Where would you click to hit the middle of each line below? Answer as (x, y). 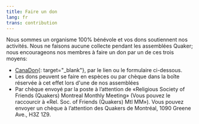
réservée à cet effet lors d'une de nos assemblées (77, 83)
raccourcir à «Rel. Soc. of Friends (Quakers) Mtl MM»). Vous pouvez (99, 102)
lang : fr (17, 17)
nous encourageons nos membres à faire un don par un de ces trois (90, 52)
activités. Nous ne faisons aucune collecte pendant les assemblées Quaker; (99, 46)
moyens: (17, 59)
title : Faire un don (32, 12)
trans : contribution (32, 23)
